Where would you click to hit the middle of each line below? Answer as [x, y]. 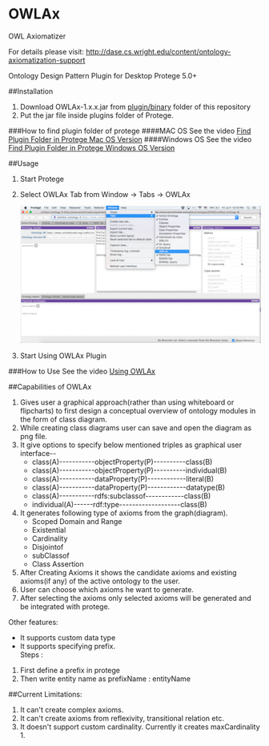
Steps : [32, 655]
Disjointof [48, 547]
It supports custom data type [68, 638]
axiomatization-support [47, 60]
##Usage [24, 163]
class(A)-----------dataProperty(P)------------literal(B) [123, 479]
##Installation [31, 91]
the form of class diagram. [63, 419]
